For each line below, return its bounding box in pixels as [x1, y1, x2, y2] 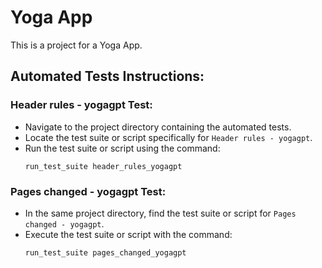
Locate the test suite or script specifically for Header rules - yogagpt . [24, 131, 313, 143]
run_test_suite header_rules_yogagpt [24, 161, 183, 171]
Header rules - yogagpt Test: [10, 98, 153, 112]
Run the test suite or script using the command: [24, 142, 221, 154]
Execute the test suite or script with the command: [24, 228, 233, 240]
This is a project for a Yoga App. [10, 39, 143, 51]
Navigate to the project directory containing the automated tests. [24, 121, 292, 133]
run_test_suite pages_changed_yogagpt [24, 247, 187, 258]
